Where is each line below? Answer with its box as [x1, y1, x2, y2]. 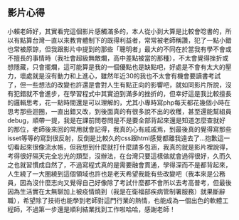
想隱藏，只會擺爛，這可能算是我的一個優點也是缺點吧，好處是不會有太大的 [7, 63, 225, 71]
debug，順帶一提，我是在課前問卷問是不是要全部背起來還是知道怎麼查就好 [7, 116, 226, 125]
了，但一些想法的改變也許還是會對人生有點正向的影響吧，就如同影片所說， [7, 80, 225, 89]
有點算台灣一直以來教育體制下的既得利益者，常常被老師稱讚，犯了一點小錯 [13, 36, 232, 44]
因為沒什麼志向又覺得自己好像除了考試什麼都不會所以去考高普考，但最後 [19, 178, 232, 187]
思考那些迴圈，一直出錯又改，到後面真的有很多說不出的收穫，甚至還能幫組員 [7, 107, 232, 115]
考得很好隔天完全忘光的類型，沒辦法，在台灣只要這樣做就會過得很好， [7, 152, 213, 160]
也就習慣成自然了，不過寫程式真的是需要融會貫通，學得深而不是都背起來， [13, 160, 232, 169]
